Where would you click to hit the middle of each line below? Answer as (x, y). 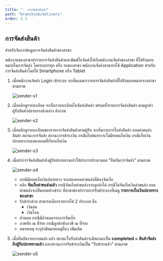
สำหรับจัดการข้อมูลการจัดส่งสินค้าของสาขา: (39, 50)
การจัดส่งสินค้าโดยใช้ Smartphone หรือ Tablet (45, 71)
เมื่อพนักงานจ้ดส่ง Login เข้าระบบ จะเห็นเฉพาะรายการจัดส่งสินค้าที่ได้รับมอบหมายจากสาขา (84, 80)
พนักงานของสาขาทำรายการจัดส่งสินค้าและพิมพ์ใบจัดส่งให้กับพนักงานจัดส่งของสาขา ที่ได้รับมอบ (79, 60)
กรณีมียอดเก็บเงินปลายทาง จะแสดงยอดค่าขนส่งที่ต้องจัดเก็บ (66, 180)
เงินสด (32, 207)
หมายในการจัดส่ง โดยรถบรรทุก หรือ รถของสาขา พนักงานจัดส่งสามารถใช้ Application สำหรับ (80, 65)
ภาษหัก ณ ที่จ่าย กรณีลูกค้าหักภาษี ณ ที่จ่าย (53, 223)
